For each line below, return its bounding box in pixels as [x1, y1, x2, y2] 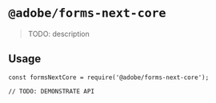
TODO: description [27, 29, 90, 38]
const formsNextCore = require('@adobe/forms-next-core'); [8, 73, 210, 81]
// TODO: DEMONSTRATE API [8, 87, 94, 95]
